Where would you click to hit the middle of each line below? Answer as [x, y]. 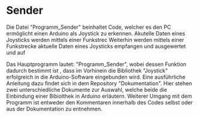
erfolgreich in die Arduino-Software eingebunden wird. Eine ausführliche [96, 77]
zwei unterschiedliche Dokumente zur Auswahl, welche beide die [87, 89]
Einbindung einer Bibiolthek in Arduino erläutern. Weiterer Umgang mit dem [99, 96]
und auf [16, 52]
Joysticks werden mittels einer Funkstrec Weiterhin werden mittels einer [95, 40]
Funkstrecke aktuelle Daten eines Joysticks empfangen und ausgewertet [96, 46]
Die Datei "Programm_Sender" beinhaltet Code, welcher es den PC [89, 27]
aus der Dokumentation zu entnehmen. [55, 109]
